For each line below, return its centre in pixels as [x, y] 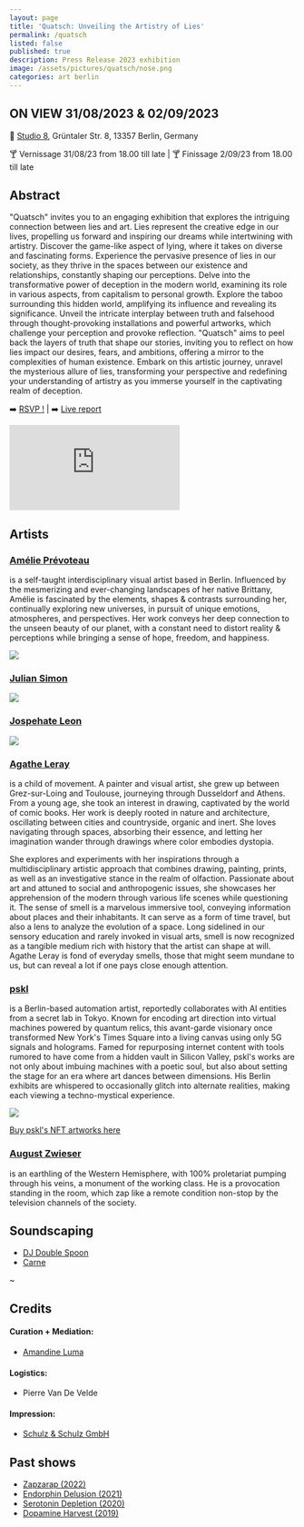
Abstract [35, 195]
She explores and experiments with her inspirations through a [124, 858]
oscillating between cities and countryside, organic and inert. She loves [143, 822]
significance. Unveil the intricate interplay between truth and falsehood [142, 313]
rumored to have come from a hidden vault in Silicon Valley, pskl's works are [152, 1057]
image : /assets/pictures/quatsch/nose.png [91, 69]
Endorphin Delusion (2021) [72, 1494]
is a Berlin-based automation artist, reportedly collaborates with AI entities [148, 1008]
